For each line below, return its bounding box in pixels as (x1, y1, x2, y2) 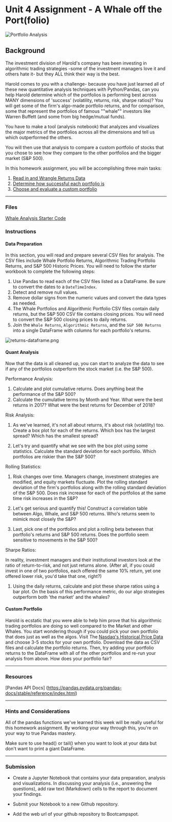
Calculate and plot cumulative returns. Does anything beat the (12, 386, 144, 392)
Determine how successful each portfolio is (12, 181, 105, 187)
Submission (5, 763, 36, 770)
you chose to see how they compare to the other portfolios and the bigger (5, 150, 161, 156)
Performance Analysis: (5, 376, 53, 382)
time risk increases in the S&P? (12, 495, 78, 502)
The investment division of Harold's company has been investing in (5, 60, 147, 66)
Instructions (5, 228, 37, 235)
